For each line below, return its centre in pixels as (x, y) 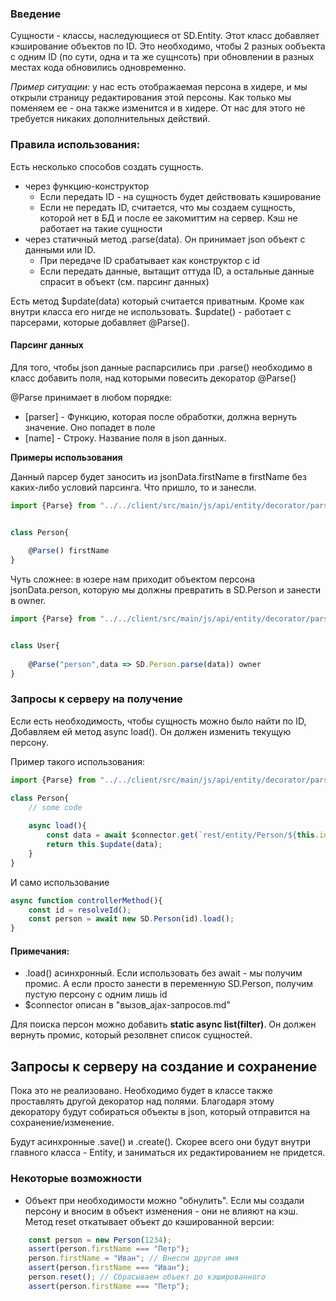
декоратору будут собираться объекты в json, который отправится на (160, 1112)
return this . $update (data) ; (104, 845)
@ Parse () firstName (69, 551)
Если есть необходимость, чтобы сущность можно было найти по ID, (158, 721)
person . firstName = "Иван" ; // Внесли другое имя (134, 1258)
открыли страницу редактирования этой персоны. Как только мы (151, 98)
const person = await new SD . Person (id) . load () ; (131, 919)
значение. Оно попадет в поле (90, 427)
